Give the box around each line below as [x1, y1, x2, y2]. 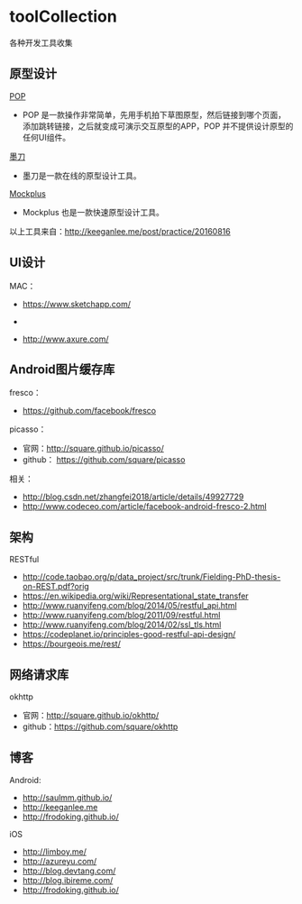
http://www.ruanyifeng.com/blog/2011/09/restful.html [22, 610, 221, 621]
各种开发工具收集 [9, 37, 73, 48]
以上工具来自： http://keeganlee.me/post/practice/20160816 [9, 225, 232, 236]
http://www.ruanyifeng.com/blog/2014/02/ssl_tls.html [22, 619, 222, 630]
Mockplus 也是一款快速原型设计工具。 [22, 206, 165, 217]
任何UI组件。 [22, 132, 70, 142]
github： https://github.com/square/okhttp [22, 721, 178, 732]
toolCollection [9, 6, 117, 27]
